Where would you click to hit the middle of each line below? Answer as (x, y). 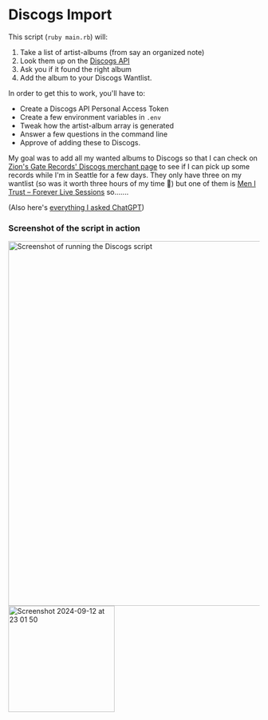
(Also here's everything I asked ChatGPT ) (77, 207)
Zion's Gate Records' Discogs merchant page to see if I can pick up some (129, 166)
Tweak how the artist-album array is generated (97, 125)
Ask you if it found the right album (75, 69)
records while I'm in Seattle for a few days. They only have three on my (125, 175)
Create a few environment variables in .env (91, 117)
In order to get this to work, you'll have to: (77, 93)
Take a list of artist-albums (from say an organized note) (112, 52)
